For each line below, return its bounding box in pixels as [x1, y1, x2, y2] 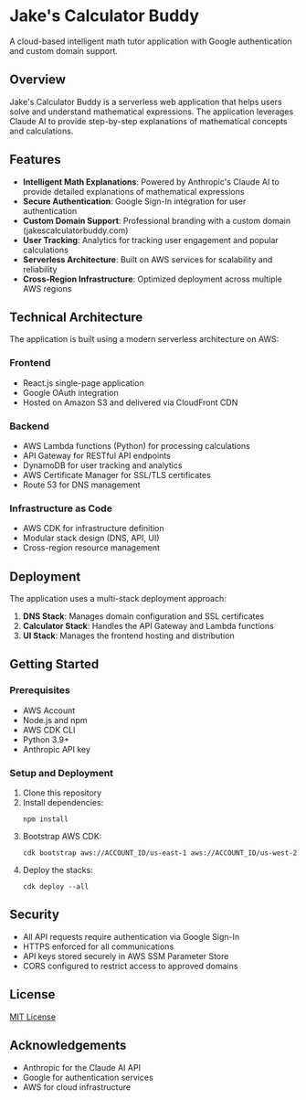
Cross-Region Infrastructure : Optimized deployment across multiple [22, 273, 283, 284]
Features [9, 152, 61, 167]
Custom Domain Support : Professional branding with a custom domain [22, 215, 290, 226]
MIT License [9, 1011, 57, 1022]
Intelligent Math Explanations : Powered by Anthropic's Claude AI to [22, 176, 280, 187]
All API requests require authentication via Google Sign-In [22, 931, 240, 942]
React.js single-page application [22, 377, 144, 389]
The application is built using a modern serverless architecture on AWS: [9, 334, 280, 345]
